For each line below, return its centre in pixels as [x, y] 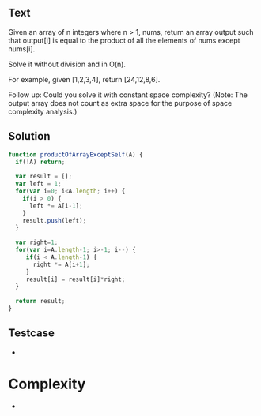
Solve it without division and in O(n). [67, 64]
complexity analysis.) [43, 111]
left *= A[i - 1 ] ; [56, 206]
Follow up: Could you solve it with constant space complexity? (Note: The [128, 95]
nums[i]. [22, 49]
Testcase [32, 334]
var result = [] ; [44, 177]
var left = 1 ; [38, 184]
